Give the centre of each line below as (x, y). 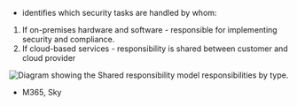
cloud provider (49, 58)
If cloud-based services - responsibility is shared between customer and (155, 49)
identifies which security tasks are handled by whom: (119, 13)
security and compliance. (68, 39)
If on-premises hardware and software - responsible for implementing (149, 30)
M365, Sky (42, 92)
